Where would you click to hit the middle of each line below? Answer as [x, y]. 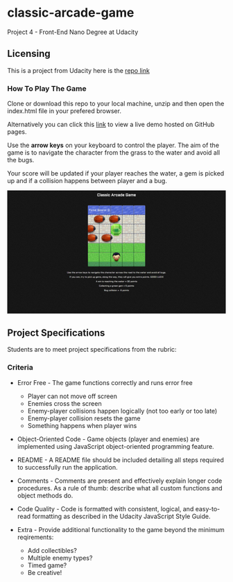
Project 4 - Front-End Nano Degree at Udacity [73, 32]
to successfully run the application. [67, 467]
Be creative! [45, 572]
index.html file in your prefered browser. [64, 111]
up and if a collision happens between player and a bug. [87, 181]
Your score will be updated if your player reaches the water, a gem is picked [116, 173]
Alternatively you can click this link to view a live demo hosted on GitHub [111, 125]
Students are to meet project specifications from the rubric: [92, 350]
